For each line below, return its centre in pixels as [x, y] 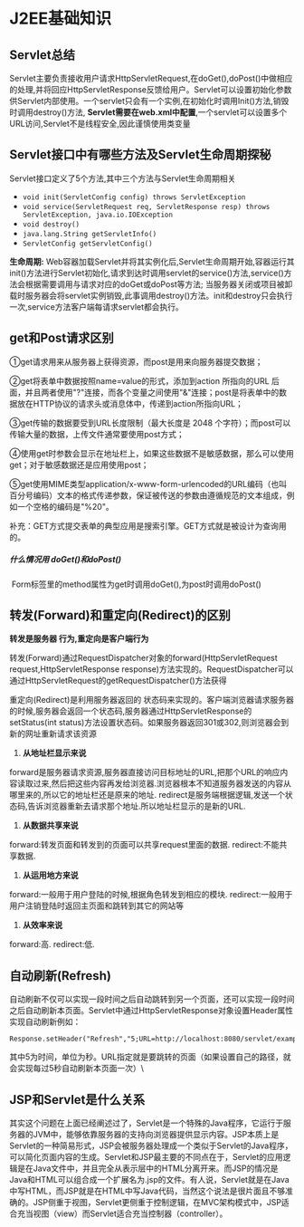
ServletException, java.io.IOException [98, 215]
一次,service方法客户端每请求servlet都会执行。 [96, 307]
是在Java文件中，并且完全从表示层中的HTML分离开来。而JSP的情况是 [147, 1168]
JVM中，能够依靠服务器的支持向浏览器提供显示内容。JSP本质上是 [156, 1135]
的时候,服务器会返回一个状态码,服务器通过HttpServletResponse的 [131, 711]
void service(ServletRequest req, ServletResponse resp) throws [146, 206]
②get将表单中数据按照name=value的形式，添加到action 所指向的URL [139, 380]
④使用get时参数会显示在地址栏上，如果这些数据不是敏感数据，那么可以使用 [152, 453]
